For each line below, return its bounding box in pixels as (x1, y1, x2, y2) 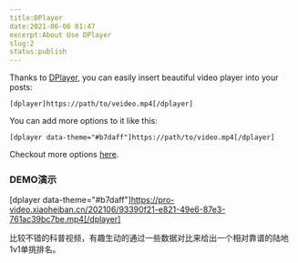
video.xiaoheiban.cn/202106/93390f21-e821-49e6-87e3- (9, 204, 226, 215)
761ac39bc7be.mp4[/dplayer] (9, 214, 121, 225)
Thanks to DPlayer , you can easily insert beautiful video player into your (9, 72, 279, 83)
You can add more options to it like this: (9, 116, 158, 126)
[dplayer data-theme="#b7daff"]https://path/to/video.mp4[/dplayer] (9, 133, 275, 142)
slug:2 (9, 38, 35, 48)
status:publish (9, 47, 67, 56)
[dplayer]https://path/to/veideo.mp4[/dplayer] (9, 99, 194, 109)
